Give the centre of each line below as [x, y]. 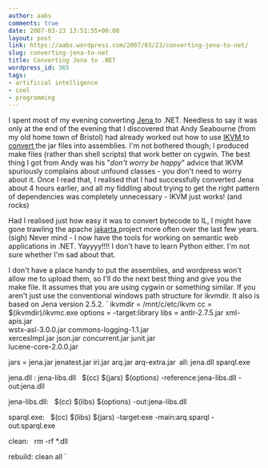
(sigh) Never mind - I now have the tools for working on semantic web [123, 238]
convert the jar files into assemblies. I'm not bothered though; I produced [129, 146]
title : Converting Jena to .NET [62, 61]
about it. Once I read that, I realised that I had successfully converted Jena [131, 180]
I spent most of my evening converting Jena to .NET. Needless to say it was [133, 120]
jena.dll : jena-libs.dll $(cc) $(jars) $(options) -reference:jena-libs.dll [122, 378]
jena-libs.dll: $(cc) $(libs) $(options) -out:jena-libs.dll [98, 402]
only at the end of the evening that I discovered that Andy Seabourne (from [132, 129]
